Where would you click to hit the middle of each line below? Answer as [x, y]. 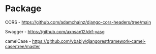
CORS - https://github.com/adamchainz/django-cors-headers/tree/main [78, 22]
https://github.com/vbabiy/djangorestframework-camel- [89, 41]
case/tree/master [23, 46]
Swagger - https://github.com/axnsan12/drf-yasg [55, 31]
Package [23, 9]
